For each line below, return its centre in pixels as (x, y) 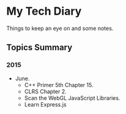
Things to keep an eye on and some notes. (60, 28)
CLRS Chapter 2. (45, 91)
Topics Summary (39, 47)
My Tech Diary (44, 11)
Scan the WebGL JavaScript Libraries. (72, 98)
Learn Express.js (45, 104)
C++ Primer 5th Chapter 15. (59, 85)
